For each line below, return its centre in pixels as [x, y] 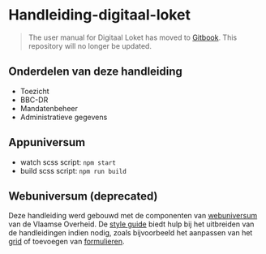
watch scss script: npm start [68, 162]
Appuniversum [47, 142]
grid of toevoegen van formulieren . [66, 242]
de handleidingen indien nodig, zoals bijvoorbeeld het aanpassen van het [131, 233]
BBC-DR [34, 100]
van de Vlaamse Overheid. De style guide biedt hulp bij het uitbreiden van [131, 224]
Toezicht [35, 91]
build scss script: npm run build [73, 170]
